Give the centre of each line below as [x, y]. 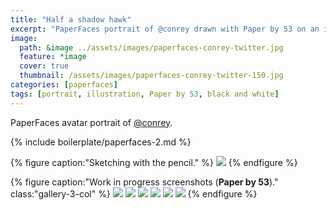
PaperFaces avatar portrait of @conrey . [91, 122]
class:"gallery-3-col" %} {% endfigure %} [134, 193]
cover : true [44, 66]
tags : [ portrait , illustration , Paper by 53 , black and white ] [145, 94]
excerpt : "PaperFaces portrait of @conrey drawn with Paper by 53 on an [165, 29]
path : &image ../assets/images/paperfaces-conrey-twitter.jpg [151, 47]
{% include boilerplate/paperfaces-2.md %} [101, 142]
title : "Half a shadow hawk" [71, 19]
